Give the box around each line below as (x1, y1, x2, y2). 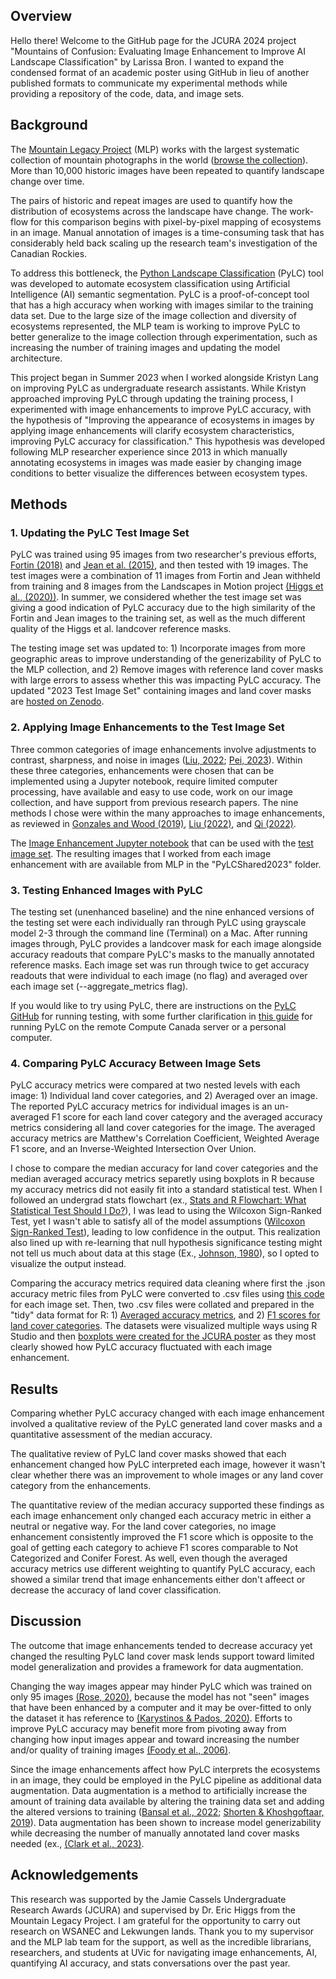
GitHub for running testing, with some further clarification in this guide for (10, 1010, 313, 1022)
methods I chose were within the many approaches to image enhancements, (10, 807, 325, 819)
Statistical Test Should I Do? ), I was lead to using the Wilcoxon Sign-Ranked (10, 1205, 322, 1217)
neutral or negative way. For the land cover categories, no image (10, 1520, 277, 1533)
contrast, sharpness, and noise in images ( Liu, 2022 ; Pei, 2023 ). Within (10, 754, 303, 766)
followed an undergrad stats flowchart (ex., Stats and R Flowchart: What (10, 1194, 307, 1206)
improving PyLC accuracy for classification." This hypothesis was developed (10, 435, 326, 447)
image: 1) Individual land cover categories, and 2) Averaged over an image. (10, 1090, 318, 1102)
